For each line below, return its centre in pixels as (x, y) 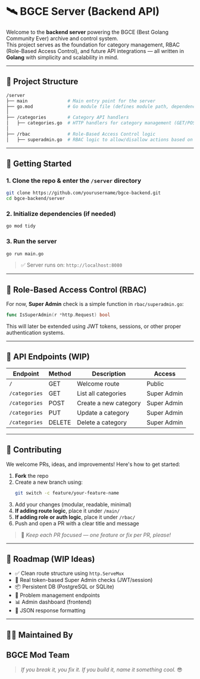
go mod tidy (21, 226)
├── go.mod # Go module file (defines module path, (87, 107)
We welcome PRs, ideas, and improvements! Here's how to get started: (93, 464)
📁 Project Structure (42, 82)
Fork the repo (32, 475)
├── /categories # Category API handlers (68, 118)
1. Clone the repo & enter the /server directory (74, 180)
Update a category (103, 412)
